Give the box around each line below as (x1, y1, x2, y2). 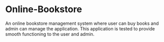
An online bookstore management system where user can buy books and (5, 20, 159, 26)
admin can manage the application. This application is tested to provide (5, 25, 155, 31)
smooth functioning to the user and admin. (5, 31, 95, 37)
